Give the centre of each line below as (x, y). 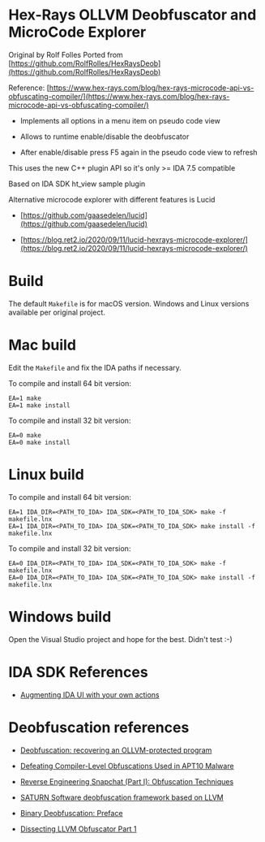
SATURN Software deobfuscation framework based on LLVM (122, 797)
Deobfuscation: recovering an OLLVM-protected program (116, 750)
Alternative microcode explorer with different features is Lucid (112, 199)
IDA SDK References (78, 672)
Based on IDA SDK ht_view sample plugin (77, 184)
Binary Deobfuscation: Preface (71, 813)
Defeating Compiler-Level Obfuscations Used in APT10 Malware (127, 766)
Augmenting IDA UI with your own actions (90, 694)
